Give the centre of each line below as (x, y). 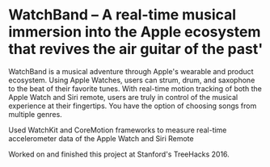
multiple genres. (35, 114)
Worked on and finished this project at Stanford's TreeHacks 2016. (119, 154)
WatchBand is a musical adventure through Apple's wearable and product (131, 71)
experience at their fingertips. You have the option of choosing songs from (133, 106)
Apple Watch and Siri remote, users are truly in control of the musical (123, 97)
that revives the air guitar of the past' (136, 49)
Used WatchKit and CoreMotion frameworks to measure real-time (118, 130)
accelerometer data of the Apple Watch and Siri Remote (101, 138)
